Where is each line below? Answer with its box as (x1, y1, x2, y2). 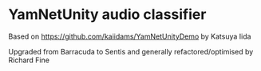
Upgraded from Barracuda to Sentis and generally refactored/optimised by (8, 47, 254, 56)
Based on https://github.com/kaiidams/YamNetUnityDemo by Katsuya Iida (8, 32, 251, 41)
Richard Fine (8, 55, 50, 65)
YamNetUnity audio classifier (8, 6, 207, 24)
